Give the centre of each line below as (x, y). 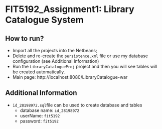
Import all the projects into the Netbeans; (55, 50)
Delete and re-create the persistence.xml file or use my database (80, 56)
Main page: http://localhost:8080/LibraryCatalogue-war (70, 77)
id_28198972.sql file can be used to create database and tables (77, 105)
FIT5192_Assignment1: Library (70, 9)
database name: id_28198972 (49, 110)
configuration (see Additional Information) (56, 61)
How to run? (25, 38)
